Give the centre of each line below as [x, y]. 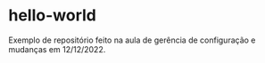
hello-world [53, 16]
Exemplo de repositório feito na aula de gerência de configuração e [132, 40]
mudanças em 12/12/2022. [57, 49]
